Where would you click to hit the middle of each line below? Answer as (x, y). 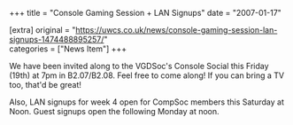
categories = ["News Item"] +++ (68, 49)
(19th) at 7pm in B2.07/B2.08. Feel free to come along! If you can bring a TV (147, 75)
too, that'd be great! (46, 85)
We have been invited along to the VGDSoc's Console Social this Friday (139, 66)
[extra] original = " (42, 30)
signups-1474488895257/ (57, 39)
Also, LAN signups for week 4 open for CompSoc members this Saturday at (147, 102)
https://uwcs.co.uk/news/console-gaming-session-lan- (176, 30)
